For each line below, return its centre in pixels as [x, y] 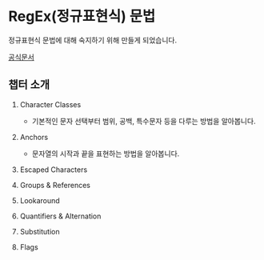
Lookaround [40, 200]
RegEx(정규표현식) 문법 [82, 16]
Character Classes [50, 104]
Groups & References [55, 185]
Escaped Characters [54, 170]
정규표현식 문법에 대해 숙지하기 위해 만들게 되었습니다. [93, 40]
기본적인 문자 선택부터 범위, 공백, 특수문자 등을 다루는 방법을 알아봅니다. [144, 121]
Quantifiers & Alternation [60, 216]
